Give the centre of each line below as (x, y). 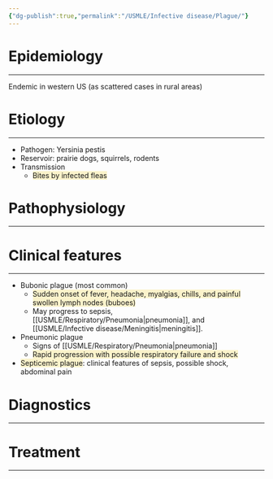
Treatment (45, 452)
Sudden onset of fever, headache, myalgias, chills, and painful (136, 294)
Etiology (37, 119)
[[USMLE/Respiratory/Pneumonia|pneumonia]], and (118, 320)
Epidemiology (56, 56)
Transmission (43, 167)
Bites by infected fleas (70, 175)
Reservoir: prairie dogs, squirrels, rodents (90, 158)
